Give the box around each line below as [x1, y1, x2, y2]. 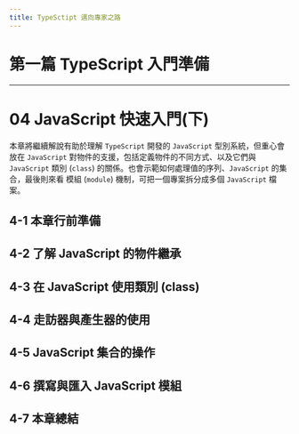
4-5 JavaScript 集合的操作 [9, 345, 156, 360]
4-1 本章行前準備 [9, 213, 101, 228]
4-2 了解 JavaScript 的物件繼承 [9, 246, 182, 261]
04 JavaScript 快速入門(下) [9, 108, 209, 129]
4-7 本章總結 [9, 411, 79, 427]
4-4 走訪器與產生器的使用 [9, 312, 151, 327]
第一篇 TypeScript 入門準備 [9, 54, 210, 74]
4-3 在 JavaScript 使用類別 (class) [9, 279, 200, 294]
